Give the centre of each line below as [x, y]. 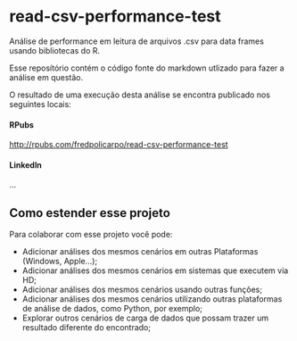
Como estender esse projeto [90, 213]
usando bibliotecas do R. [55, 50]
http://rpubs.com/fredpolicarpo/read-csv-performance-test [119, 145]
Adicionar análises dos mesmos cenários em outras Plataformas [140, 252]
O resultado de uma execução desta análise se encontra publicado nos [140, 95]
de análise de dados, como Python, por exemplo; [112, 309]
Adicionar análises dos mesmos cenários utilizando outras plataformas [152, 299]
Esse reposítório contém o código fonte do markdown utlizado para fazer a [147, 68]
